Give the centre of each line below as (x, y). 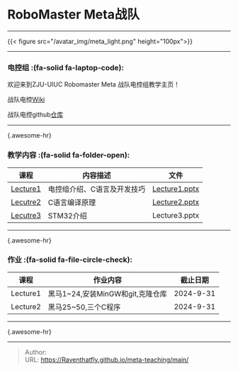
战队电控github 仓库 (35, 115)
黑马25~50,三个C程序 (84, 307)
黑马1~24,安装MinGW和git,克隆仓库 (108, 294)
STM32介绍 (67, 216)
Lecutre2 (26, 201)
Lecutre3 (26, 215)
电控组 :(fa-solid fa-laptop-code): (66, 67)
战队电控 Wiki (26, 99)
